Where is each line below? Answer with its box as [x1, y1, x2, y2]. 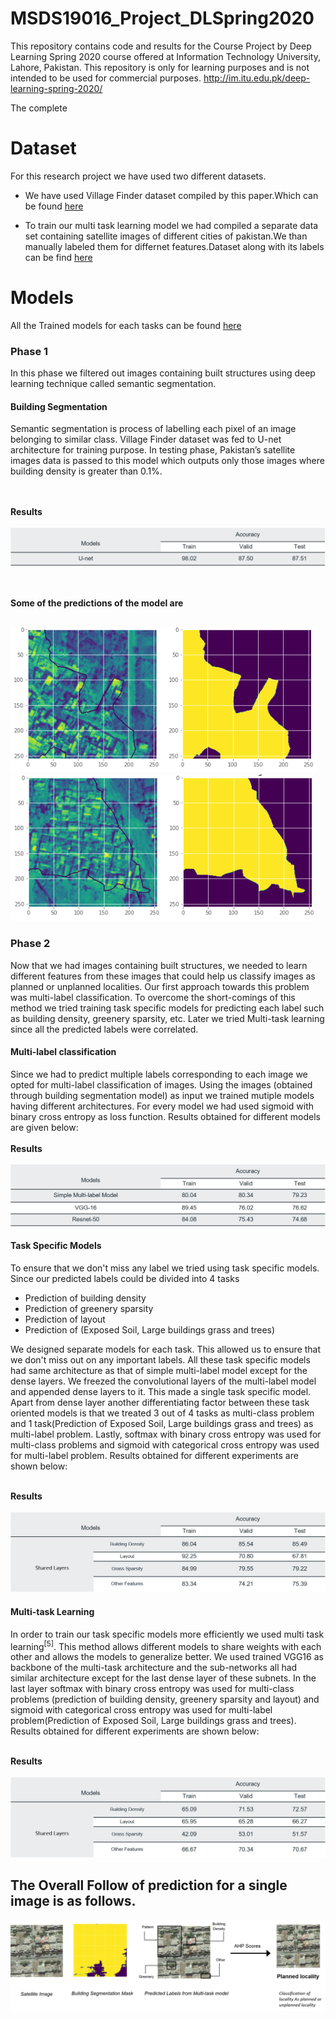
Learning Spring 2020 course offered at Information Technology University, [10, 50, 321, 62]
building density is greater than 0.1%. [10, 465, 163, 477]
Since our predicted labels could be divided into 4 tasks [10, 1272, 240, 1284]
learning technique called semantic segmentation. [10, 378, 217, 390]
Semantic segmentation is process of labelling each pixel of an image [10, 423, 297, 435]
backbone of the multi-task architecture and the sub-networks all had [10, 1662, 298, 1674]
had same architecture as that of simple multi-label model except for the [10, 1364, 308, 1376]
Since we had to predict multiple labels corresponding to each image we [10, 1068, 308, 1080]
